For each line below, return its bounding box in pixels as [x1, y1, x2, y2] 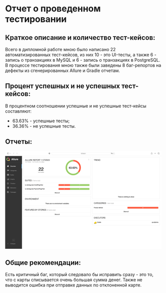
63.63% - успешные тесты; [12, 118, 70, 124]
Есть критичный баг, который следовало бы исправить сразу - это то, [5, 272, 154, 278]
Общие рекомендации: [5, 259, 81, 267]
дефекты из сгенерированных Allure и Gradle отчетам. [5, 68, 120, 73]
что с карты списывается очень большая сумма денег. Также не [5, 277, 143, 283]
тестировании [5, 13, 67, 25]
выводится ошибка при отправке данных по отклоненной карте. [5, 282, 142, 288]
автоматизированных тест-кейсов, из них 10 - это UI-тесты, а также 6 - [5, 52, 157, 58]
